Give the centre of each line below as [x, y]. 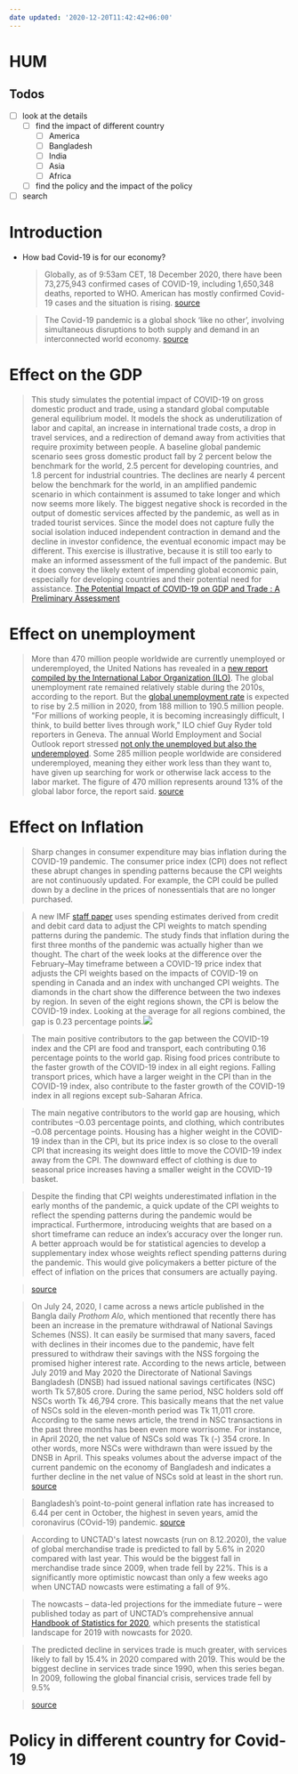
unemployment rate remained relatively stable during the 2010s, [148, 687]
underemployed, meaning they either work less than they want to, [151, 763]
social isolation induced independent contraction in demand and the [156, 532]
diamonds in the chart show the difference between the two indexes [156, 992]
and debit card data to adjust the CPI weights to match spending [149, 926]
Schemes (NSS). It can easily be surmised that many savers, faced [153, 1334]
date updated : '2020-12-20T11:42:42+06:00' [91, 17]
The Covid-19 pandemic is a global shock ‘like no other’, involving [164, 320]
